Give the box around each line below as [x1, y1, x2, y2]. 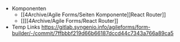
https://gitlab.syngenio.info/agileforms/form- [41, 23, 151, 30]
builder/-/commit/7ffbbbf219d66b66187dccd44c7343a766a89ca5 [11, 30, 174, 37]
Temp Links [11, 23, 40, 30]
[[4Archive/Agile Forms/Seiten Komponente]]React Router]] [20, 11, 166, 18]
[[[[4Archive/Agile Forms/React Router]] [20, 17, 118, 24]
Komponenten [11, 5, 46, 12]
